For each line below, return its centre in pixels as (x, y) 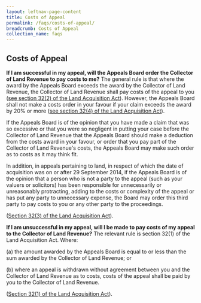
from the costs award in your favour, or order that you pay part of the (91, 141)
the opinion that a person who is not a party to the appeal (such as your (95, 178)
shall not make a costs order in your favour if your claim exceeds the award (99, 104)
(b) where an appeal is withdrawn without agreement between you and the (98, 269)
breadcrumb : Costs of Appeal (42, 28)
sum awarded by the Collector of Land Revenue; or (69, 257)
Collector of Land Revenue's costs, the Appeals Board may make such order (100, 148)
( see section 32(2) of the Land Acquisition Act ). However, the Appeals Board (100, 98)
